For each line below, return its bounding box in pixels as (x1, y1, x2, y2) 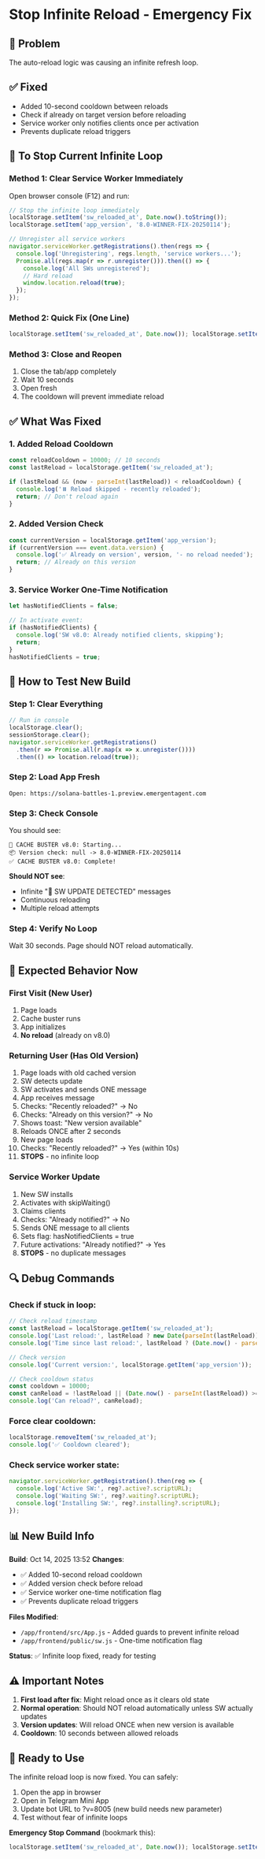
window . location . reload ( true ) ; (23, 279, 126, 287)
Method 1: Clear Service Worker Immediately (9, 173, 184, 184)
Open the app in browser (20, 1787, 101, 1798)
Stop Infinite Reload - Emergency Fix (9, 6, 252, 24)
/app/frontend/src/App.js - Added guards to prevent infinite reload (20, 1627, 239, 1637)
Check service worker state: (9, 1459, 120, 1470)
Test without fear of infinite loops (20, 1813, 128, 1822)
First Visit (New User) (9, 987, 93, 998)
